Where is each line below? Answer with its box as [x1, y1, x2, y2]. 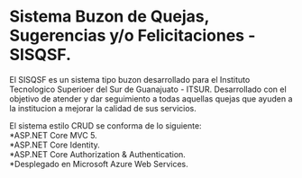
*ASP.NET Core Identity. [9, 139, 101, 150]
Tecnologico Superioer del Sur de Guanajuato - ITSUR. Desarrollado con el [9, 84, 287, 94]
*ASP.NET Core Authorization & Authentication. [9, 148, 187, 159]
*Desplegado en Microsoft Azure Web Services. [9, 158, 189, 169]
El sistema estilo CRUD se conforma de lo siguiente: [9, 120, 202, 131]
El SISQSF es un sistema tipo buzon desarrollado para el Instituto [9, 74, 251, 85]
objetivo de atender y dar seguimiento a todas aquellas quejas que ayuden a [9, 93, 293, 104]
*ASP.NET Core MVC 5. [9, 129, 97, 140]
